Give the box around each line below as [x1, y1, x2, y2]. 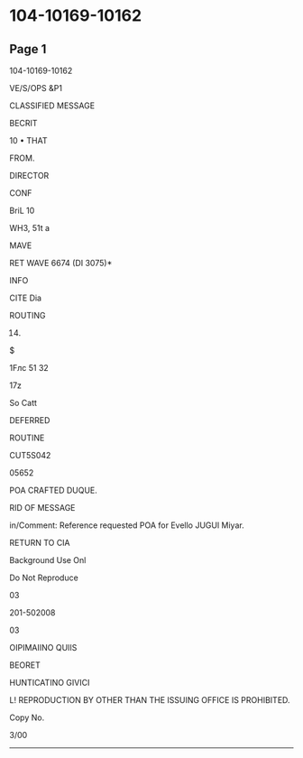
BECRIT [9, 118, 38, 128]
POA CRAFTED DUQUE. [9, 485, 97, 495]
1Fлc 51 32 [9, 363, 50, 373]
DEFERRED [9, 415, 50, 425]
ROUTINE [9, 432, 45, 443]
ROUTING [9, 310, 46, 320]
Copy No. [9, 712, 45, 723]
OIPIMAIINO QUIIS [9, 642, 78, 652]
